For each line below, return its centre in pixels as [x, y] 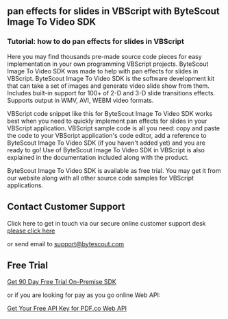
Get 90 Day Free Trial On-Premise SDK [62, 282]
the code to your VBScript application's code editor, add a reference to [107, 135]
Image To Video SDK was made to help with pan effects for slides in [103, 71]
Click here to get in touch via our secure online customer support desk [107, 223]
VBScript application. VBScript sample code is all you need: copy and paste [114, 128]
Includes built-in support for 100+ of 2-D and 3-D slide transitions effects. [111, 93]
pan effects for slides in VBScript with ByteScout [114, 11]
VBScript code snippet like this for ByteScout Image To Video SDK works [110, 113]
